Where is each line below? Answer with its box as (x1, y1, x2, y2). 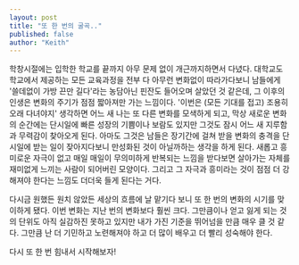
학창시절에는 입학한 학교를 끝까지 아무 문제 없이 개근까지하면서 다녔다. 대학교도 (9, 63, 284, 74)
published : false (9, 29, 74, 38)
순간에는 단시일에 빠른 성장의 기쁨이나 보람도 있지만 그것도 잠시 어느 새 (18, 120, 264, 130)
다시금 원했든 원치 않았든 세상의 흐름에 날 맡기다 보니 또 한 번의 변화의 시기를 (9, 194, 276, 205)
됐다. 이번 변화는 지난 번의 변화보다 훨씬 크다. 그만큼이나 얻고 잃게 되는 (32, 205, 278, 216)
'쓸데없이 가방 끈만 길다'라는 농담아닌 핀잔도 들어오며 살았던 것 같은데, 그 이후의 (9, 86, 286, 96)
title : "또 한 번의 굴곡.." (9, 21, 103, 30)
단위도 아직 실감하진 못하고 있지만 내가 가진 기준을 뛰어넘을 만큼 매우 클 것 (18, 216, 276, 228)
